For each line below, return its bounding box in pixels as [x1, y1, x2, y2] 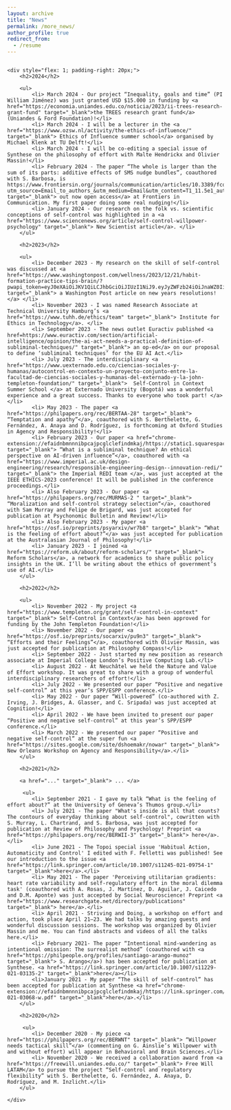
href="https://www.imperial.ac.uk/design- [7, 458, 131, 465]
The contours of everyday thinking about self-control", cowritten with [7, 813, 220, 820]
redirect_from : [7, 36, 51, 43]
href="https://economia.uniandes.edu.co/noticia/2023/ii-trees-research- [7, 103, 223, 110]
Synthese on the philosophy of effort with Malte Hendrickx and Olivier [7, 151, 220, 158]
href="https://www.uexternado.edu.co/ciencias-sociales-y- [7, 362, 180, 369]
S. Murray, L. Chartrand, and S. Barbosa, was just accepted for [7, 820, 198, 826]
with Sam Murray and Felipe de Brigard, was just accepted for [7, 506, 192, 513]
